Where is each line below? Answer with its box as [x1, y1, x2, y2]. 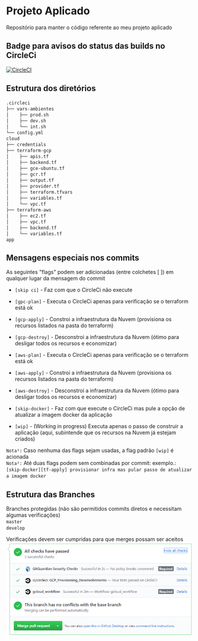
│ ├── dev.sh [6, 118, 46, 124]
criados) [14, 435, 36, 442]
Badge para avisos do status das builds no [6, 41, 165, 51]
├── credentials [6, 142, 46, 147]
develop [6, 525, 25, 532]
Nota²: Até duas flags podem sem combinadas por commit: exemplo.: [6, 460, 177, 467]
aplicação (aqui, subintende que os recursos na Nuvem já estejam [14, 429, 177, 436]
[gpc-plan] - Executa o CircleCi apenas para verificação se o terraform [14, 298, 189, 305]
